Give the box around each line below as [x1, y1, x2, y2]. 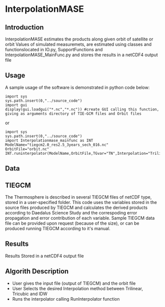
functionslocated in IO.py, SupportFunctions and [5, 47, 103, 52]
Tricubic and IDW [12, 291, 48, 297]
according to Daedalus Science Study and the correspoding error [5, 210, 137, 216]
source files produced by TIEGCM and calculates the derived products [5, 205, 148, 210]
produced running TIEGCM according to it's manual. [5, 226, 110, 232]
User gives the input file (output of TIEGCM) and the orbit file [12, 280, 136, 286]
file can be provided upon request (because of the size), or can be [5, 220, 139, 226]
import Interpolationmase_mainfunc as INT [5, 138, 93, 143]
